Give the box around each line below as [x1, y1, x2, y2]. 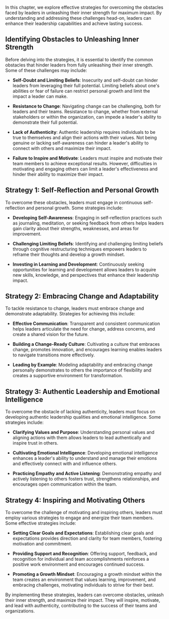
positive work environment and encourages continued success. [12, 561, 145, 567]
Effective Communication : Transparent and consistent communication [12, 320, 160, 326]
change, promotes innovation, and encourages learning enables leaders [12, 347, 162, 353]
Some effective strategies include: [5, 520, 77, 526]
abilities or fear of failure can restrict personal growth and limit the [12, 88, 150, 94]
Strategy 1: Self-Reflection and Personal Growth [5, 186, 159, 195]
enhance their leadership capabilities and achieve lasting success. [5, 20, 143, 26]
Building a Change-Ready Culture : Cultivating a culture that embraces [12, 341, 160, 347]
